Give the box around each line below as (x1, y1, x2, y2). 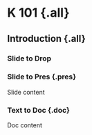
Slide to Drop (7, 54, 52, 63)
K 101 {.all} (7, 5, 70, 21)
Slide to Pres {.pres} (7, 72, 77, 81)
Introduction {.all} (7, 33, 86, 45)
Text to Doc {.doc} (7, 105, 71, 115)
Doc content (7, 121, 43, 129)
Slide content (7, 88, 45, 96)
